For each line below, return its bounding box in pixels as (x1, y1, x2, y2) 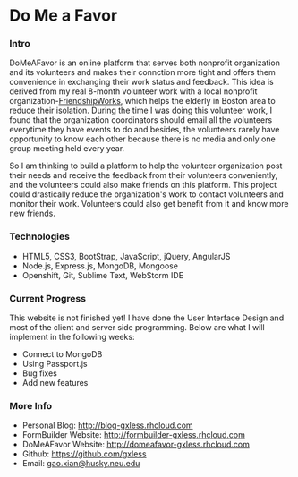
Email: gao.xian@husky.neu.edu (21, 458, 140, 469)
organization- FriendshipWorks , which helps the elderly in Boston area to (9, 96, 276, 106)
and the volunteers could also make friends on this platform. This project (9, 180, 277, 191)
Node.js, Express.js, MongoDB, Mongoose (21, 260, 179, 271)
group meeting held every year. (9, 143, 125, 154)
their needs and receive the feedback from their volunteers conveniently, (9, 170, 278, 181)
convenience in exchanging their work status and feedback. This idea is (9, 77, 275, 88)
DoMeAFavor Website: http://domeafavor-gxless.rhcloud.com (21, 439, 251, 450)
